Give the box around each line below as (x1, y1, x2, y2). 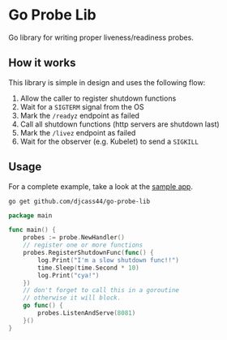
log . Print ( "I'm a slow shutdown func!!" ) (37, 256, 180, 265)
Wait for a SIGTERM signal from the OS (19, 101, 144, 111)
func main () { (8, 226, 57, 235)
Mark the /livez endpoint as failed (19, 127, 136, 137)
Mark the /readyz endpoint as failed (19, 110, 140, 120)
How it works (8, 56, 76, 70)
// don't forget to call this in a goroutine (23, 286, 180, 295)
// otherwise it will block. (23, 294, 122, 302)
